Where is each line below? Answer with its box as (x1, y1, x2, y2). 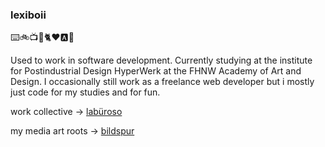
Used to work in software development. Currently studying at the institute (10, 54, 313, 67)
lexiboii (10, 8, 47, 22)
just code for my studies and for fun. (10, 86, 161, 98)
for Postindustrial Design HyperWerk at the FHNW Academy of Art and (10, 65, 302, 77)
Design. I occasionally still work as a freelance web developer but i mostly (10, 76, 315, 88)
